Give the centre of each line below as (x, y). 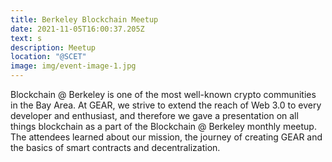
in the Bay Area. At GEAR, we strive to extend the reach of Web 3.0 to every (166, 105)
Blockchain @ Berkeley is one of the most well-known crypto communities (163, 94)
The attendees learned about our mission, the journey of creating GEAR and (166, 137)
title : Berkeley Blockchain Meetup (84, 19)
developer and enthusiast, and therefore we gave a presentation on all (154, 115)
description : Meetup (53, 47)
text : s (26, 38)
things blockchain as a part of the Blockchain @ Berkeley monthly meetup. (163, 126)
